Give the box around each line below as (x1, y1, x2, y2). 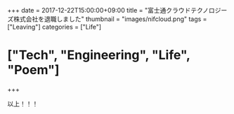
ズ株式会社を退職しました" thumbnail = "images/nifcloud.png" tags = (7, 15, 207, 23)
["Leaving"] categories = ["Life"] (7, 23, 102, 31)
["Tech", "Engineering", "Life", (7, 48, 190, 63)
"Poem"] (7, 62, 60, 78)
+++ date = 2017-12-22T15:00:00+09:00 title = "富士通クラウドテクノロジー (7, 6, 228, 14)
